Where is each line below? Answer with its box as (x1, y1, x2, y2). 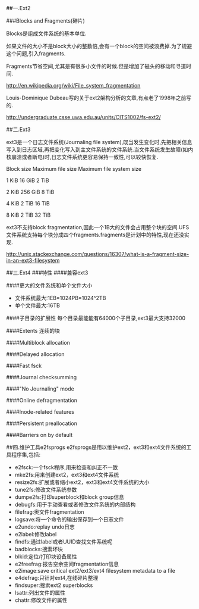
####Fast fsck (6, 362, 42, 369)
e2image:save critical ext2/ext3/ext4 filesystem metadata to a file (14, 567, 175, 574)
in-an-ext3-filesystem (6, 257, 60, 264)
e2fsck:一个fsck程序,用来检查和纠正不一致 (14, 464, 118, 471)
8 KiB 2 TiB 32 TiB (6, 211, 51, 218)
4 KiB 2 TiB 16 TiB (6, 200, 50, 207)
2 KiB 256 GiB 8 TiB (6, 189, 55, 195)
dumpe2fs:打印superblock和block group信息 (14, 494, 125, 501)
